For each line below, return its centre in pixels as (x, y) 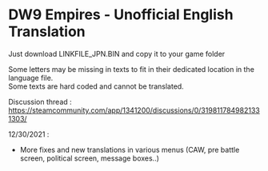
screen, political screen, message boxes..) (90, 158)
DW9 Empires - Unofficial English (121, 15)
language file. (31, 78)
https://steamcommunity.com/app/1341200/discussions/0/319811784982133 (134, 110)
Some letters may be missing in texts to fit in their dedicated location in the (131, 69)
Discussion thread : (40, 101)
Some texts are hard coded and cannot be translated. (96, 86)
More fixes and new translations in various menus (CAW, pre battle (130, 149)
